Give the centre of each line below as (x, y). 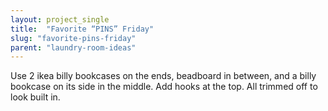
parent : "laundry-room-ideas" (73, 47)
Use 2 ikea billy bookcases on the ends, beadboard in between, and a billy (163, 76)
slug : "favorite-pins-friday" (73, 38)
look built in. (35, 97)
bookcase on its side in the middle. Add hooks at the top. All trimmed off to (164, 87)
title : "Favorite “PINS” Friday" (82, 29)
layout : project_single (60, 19)
